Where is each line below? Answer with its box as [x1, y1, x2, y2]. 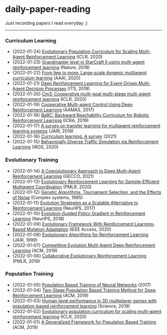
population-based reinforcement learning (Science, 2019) [12, 303, 130, 309]
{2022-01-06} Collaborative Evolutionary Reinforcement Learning [12, 253, 147, 259]
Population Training [5, 271, 54, 278]
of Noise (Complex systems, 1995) [12, 194, 83, 200]
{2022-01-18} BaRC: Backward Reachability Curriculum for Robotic [12, 112, 150, 118]
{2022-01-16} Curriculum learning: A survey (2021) [12, 133, 117, 139]
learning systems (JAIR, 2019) [12, 128, 74, 134]
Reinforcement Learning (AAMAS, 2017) [12, 107, 94, 113]
